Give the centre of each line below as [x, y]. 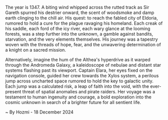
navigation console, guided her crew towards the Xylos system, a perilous [82, 76]
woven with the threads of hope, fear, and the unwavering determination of [83, 44]
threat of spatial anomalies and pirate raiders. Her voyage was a [89, 92]
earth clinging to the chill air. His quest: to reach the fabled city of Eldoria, [81, 18]
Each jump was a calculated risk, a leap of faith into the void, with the [77, 86]
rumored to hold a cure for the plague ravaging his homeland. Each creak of [84, 23]
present [13, 92]
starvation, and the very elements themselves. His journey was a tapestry [81, 39]
